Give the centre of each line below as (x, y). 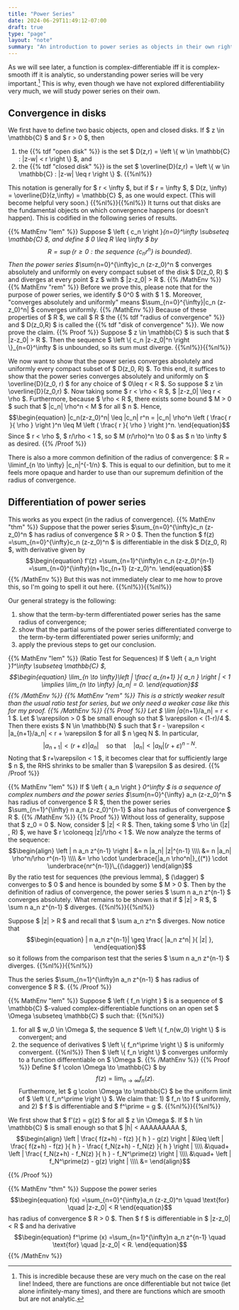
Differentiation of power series (77, 502)
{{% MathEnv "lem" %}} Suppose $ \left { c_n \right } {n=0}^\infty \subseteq (118, 232)
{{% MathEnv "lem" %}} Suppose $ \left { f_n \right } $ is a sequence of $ (116, 1001)
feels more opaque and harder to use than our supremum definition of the (116, 472)
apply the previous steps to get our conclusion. (87, 644)
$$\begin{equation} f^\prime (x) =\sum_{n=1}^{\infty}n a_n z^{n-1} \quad (120, 1237)
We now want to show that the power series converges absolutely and (111, 361)
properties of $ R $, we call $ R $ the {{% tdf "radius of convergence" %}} (117, 317)
